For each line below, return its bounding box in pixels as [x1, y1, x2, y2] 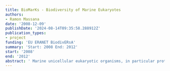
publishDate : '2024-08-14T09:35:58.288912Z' [5, 26, 101, 31]
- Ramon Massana [5, 16, 39, 21]
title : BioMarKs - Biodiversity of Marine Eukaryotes [5, 7, 121, 12]
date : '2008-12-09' [5, 21, 47, 26]
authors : [5, 12, 24, 17]
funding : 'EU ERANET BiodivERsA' [5, 40, 76, 45]
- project [5, 35, 26, 40]
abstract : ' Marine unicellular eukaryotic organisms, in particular [5, 58, 155, 63]
